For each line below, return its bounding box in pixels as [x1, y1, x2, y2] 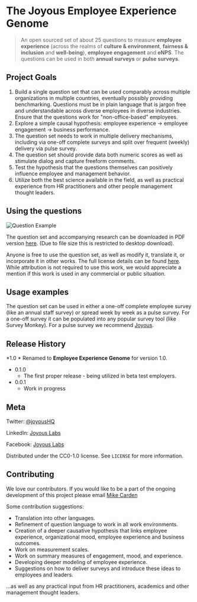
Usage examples [6, 287, 69, 297]
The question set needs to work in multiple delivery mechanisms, [14, 132, 173, 139]
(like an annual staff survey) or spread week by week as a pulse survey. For [6, 309, 190, 316]
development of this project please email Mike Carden [6, 491, 138, 498]
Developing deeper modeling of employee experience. [14, 558, 148, 565]
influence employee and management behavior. [14, 170, 131, 177]
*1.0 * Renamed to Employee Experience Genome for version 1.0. [6, 354, 167, 362]
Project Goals [6, 72, 57, 82]
